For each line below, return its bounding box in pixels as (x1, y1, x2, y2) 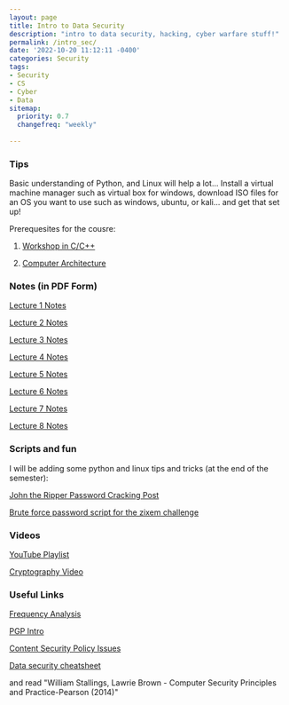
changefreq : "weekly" (17, 121, 98, 130)
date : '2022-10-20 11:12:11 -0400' (9, 46, 141, 55)
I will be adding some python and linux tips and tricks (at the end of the (9, 463, 269, 473)
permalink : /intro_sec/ (9, 37, 98, 47)
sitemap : (9, 104, 42, 113)
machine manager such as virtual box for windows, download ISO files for (9, 187, 279, 198)
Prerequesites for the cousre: (9, 224, 116, 234)
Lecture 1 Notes (9, 300, 66, 311)
